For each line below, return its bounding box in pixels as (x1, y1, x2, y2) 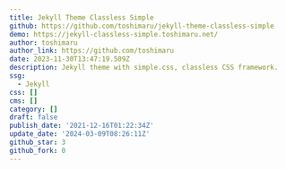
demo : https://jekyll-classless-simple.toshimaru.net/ (9, 30, 219, 38)
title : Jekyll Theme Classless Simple (9, 13, 154, 22)
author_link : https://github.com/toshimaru (9, 46, 175, 55)
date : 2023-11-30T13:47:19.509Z (9, 55, 130, 63)
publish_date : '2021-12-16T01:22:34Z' (9, 122, 154, 131)
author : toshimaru (9, 38, 78, 47)
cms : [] (9, 96, 39, 106)
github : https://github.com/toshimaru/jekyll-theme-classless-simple (9, 21, 275, 30)
